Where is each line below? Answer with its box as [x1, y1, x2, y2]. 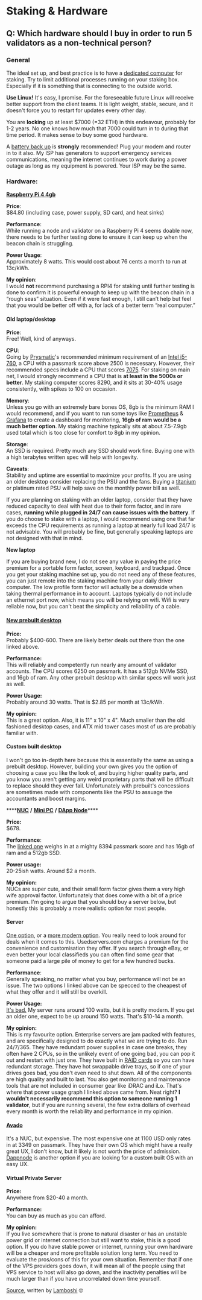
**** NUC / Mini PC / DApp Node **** [6, 806, 98, 813]
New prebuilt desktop [6, 616, 62, 623]
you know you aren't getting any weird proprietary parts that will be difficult [6, 775, 194, 783]
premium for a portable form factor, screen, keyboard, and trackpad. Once [6, 564, 191, 572]
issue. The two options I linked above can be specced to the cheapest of [6, 982, 187, 989]
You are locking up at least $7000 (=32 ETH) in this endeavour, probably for [6, 118, 196, 125]
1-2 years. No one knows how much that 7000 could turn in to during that [6, 125, 189, 132]
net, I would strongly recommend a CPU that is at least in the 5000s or [6, 373, 183, 380]
